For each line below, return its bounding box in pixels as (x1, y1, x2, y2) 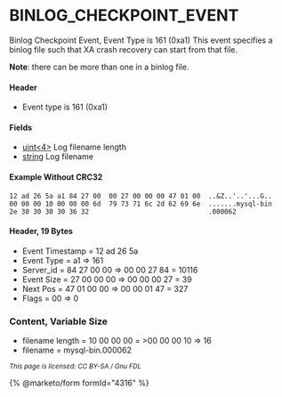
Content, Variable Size (9, 315, 109, 328)
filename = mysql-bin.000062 (21, 344, 132, 356)
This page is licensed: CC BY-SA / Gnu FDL (9, 362, 142, 371)
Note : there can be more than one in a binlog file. (9, 61, 189, 72)
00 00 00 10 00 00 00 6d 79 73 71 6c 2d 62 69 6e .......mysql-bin (9, 199, 273, 208)
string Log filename (21, 151, 93, 162)
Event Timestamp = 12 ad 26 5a (21, 246, 139, 256)
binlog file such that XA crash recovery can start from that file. (9, 44, 238, 54)
